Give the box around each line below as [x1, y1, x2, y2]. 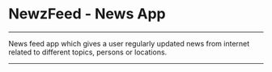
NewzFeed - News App [8, 5, 166, 23]
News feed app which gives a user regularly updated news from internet [8, 38, 250, 48]
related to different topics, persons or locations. [8, 47, 168, 57]
